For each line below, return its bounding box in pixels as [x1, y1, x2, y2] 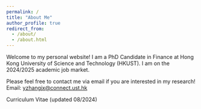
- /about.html [11, 37, 47, 43]
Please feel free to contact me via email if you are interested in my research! [6, 78, 196, 85]
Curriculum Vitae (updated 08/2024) [6, 96, 98, 103]
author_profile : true [6, 20, 61, 26]
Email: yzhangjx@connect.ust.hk [6, 84, 88, 91]
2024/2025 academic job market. [6, 66, 90, 73]
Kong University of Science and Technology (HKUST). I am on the [6, 60, 170, 67]
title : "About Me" [6, 14, 53, 20]
